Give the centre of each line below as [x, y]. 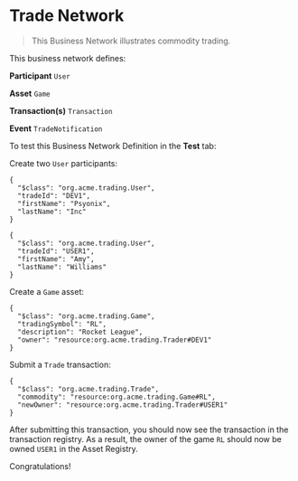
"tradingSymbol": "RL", [62, 324]
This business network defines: [68, 58]
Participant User [40, 75]
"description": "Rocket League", [80, 332]
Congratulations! [40, 466]
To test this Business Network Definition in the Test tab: [113, 146]
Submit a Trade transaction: [60, 364]
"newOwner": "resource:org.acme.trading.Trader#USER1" [123, 405]
